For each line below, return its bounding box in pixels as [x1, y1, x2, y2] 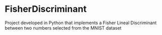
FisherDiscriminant [5, 3, 87, 15]
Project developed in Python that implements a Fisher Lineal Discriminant [5, 20, 157, 26]
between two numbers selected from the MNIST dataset [5, 25, 122, 31]
